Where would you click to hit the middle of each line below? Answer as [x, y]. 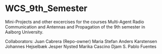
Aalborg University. [24, 32]
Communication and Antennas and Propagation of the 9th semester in [75, 27]
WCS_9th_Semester [46, 8]
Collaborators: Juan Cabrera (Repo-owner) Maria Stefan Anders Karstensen [81, 41]
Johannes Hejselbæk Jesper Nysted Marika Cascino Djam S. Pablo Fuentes [81, 46]
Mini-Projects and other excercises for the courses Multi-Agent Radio [75, 22]
